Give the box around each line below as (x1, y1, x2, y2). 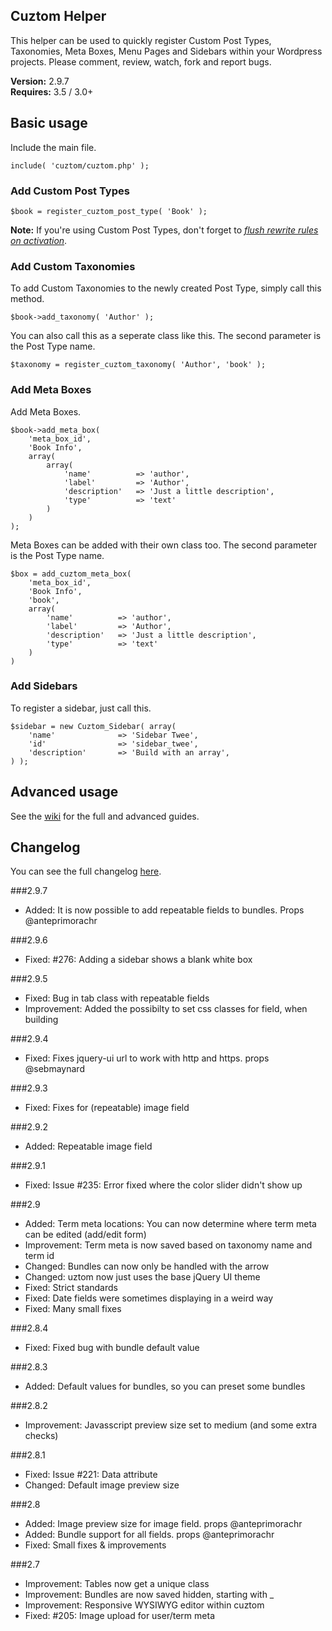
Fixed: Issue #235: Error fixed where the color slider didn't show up (24, 1179, 303, 1191)
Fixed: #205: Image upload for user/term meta (24, 1610, 215, 1622)
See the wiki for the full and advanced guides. (10, 810, 200, 822)
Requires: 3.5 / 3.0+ (10, 85, 94, 98)
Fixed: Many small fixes (24, 1303, 122, 1315)
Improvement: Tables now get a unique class (24, 1578, 210, 1590)
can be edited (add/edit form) (24, 1229, 147, 1241)
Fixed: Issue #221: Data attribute (24, 1469, 158, 1481)
